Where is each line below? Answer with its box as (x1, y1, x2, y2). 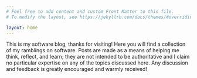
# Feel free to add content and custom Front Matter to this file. (6, 8, 175, 15)
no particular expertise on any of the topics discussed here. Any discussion (6, 59, 189, 66)
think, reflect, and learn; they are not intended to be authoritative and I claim (6, 53, 190, 60)
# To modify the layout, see (6, 14, 77, 20)
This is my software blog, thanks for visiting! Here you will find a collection (6, 40, 186, 48)
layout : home (6, 25, 38, 30)
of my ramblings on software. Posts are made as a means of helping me (6, 47, 180, 54)
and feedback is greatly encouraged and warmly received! (6, 66, 148, 73)
